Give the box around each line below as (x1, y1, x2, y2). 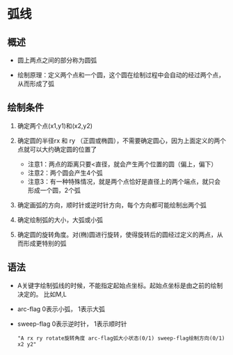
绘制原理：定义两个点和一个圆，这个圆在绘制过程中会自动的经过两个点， (17, 71, 225, 79)
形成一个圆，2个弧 (27, 186, 81, 194)
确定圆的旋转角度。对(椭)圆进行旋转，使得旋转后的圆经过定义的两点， (17, 230, 218, 239)
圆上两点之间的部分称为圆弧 (17, 56, 97, 64)
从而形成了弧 (17, 79, 54, 88)
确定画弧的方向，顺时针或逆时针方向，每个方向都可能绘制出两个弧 (17, 200, 207, 209)
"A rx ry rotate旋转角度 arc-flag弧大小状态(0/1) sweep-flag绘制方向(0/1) (17, 335, 225, 342)
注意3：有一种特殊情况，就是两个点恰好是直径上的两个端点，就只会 (27, 177, 221, 185)
